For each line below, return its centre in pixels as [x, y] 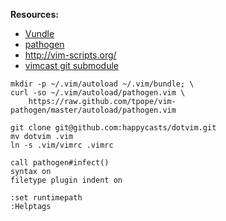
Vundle [39, 33]
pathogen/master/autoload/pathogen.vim [93, 110]
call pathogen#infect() [60, 163]
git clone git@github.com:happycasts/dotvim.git [113, 128]
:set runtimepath [46, 198]
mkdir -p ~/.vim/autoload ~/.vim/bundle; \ [102, 84]
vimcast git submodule [72, 65]
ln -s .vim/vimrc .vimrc [62, 145]
